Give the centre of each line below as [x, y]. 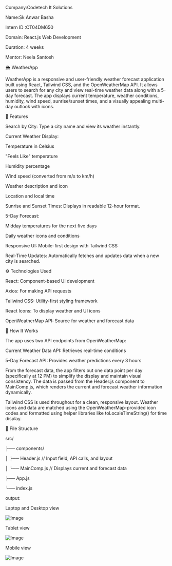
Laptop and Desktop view [32, 508]
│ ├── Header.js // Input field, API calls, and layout [59, 458]
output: [13, 498]
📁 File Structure [22, 428]
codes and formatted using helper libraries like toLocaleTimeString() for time [86, 413]
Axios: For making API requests [39, 291]
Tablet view [17, 528]
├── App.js [17, 478]
